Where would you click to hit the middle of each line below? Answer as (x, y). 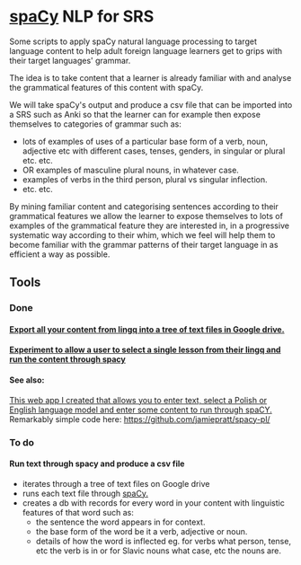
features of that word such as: (78, 512)
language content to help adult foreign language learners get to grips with (146, 50)
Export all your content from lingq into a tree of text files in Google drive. (147, 329)
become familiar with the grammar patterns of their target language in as (144, 244)
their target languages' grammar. (70, 60)
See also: (27, 380)
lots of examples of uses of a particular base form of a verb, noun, (145, 141)
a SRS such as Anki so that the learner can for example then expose (135, 114)
